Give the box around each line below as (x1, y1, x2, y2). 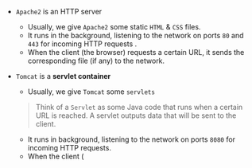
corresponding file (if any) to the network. (27, 56, 165, 65)
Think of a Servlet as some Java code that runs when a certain (35, 103, 243, 111)
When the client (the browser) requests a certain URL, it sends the (27, 48, 245, 57)
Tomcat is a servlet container (15, 72, 111, 80)
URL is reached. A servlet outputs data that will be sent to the (35, 111, 237, 120)
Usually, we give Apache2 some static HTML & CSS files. (27, 22, 201, 31)
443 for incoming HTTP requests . (27, 39, 138, 49)
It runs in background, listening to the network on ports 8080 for (27, 135, 236, 144)
